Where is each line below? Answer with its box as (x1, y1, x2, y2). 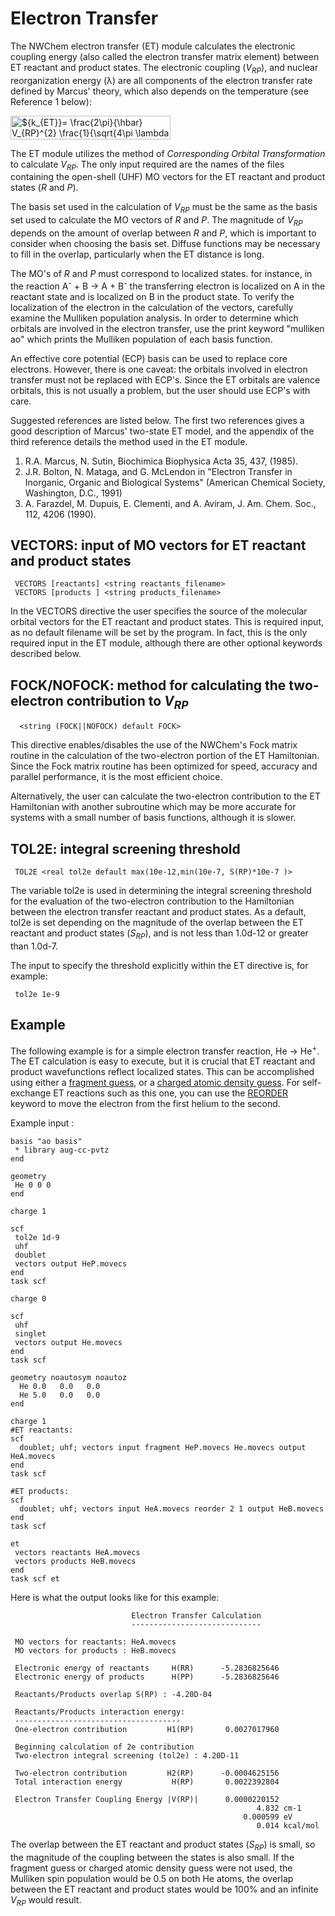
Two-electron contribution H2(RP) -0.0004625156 (14, 1768, 280, 1779)
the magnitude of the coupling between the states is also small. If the (10, 1852, 295, 1864)
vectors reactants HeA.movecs (14, 1548, 141, 1558)
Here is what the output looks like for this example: (10, 1592, 220, 1604)
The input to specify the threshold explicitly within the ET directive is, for (10, 960, 309, 971)
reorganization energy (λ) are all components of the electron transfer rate (10, 74, 313, 86)
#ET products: (10, 1487, 70, 1497)
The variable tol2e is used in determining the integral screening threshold (10, 885, 312, 897)
